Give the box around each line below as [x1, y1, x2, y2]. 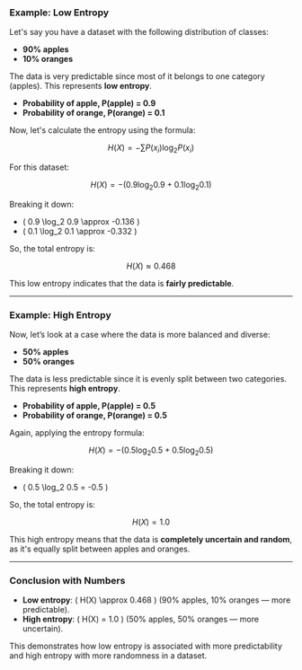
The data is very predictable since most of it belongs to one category [9, 71, 265, 82]
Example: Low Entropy [9, 6, 110, 19]
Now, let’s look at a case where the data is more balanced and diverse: [9, 330, 271, 340]
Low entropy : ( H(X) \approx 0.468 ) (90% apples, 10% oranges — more [22, 595, 291, 605]
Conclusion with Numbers [9, 574, 126, 586]
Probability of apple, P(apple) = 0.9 [22, 98, 156, 109]
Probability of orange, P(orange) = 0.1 [22, 108, 165, 119]
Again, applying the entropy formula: [9, 428, 146, 438]
